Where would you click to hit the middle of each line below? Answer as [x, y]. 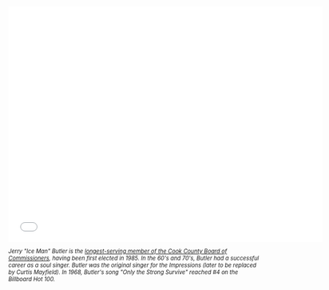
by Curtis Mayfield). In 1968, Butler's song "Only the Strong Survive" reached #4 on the [123, 272]
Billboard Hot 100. [32, 280]
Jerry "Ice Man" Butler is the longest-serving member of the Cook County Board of [118, 252]
